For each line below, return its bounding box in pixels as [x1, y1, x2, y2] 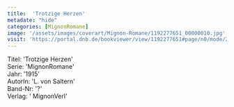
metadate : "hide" [7, 17, 58, 24]
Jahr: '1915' [7, 70, 40, 79]
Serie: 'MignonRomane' [7, 63, 75, 71]
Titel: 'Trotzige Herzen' [7, 55, 73, 63]
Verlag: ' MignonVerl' [7, 92, 68, 101]
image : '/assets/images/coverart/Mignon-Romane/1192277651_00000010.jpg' [7, 29, 226, 37]
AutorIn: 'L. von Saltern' [7, 77, 75, 85]
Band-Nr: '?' [7, 85, 42, 93]
